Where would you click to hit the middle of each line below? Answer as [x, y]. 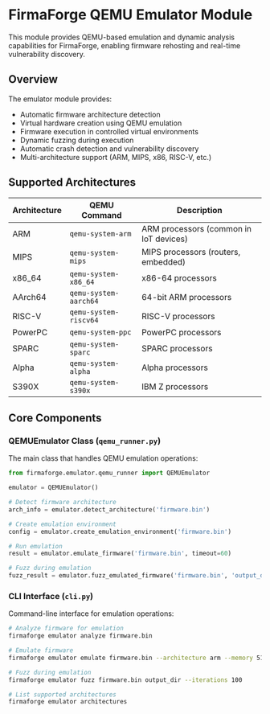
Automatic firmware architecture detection [90, 114]
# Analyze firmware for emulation [66, 629]
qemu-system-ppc [100, 332]
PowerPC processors [182, 332]
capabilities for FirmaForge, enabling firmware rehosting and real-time [125, 45]
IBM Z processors [175, 386]
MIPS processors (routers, [191, 252]
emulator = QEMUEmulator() [53, 488]
